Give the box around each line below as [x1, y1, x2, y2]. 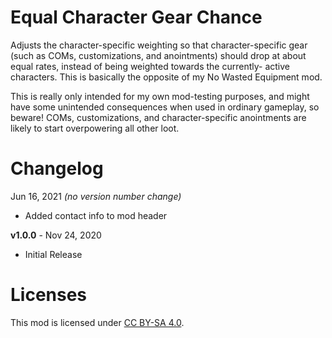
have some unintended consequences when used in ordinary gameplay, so [10, 101, 320, 113]
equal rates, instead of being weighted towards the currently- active [10, 60, 290, 72]
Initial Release [24, 248, 83, 260]
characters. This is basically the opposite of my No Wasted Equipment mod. [10, 71, 323, 83]
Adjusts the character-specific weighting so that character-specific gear [10, 39, 308, 51]
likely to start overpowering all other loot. [10, 122, 180, 134]
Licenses [10, 284, 88, 306]
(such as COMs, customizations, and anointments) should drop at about [10, 49, 307, 61]
